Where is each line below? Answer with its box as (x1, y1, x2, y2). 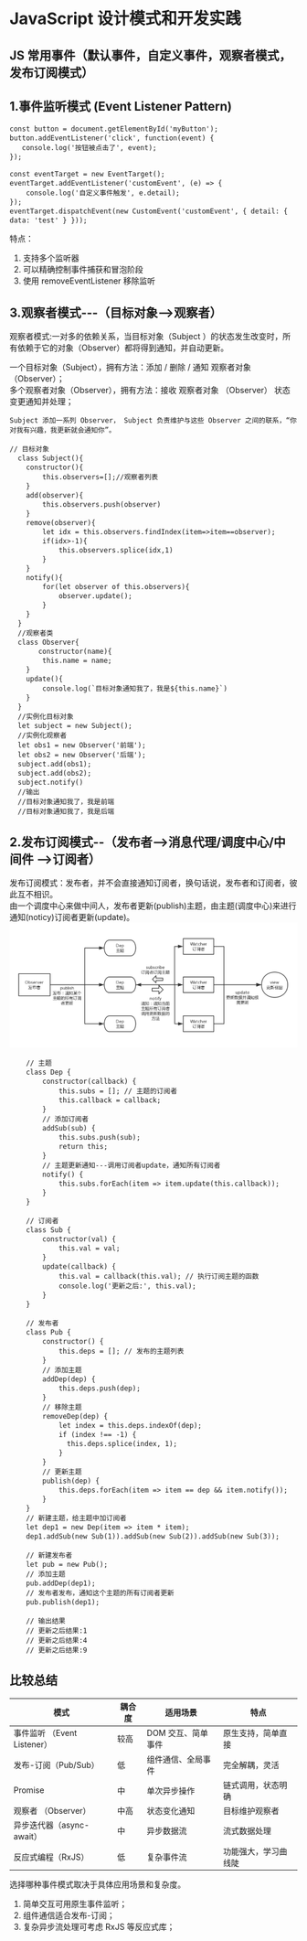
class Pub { (26, 1327, 71, 1336)
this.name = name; (42, 656, 112, 666)
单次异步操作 (146, 1785, 196, 1796)
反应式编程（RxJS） (13, 1851, 90, 1862)
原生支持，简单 (223, 1728, 281, 1739)
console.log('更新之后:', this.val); (58, 1281, 196, 1291)
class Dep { (26, 1067, 71, 1077)
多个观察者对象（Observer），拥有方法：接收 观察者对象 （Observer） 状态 (9, 385, 291, 396)
